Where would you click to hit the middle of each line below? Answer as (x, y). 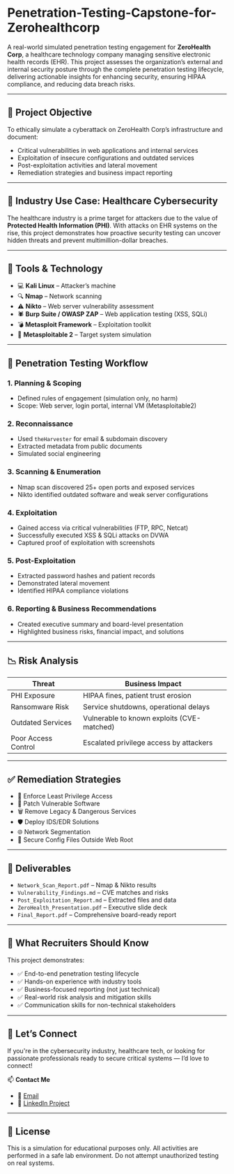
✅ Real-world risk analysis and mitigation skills (84, 997)
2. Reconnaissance (40, 424)
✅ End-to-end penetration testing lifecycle (78, 973)
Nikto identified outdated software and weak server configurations (113, 494)
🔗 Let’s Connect (42, 1034)
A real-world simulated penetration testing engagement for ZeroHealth (109, 47)
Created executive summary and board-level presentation (100, 624)
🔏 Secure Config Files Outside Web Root (75, 840)
